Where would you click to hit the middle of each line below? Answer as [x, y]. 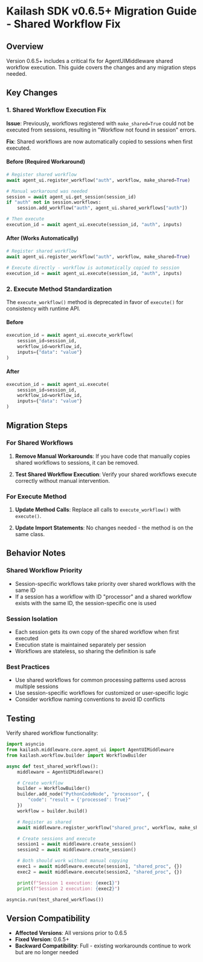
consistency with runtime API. [43, 308]
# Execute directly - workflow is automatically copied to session [93, 268]
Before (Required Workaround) [46, 162]
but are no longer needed [47, 952]
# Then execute [25, 219]
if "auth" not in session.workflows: [54, 202]
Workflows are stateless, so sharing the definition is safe [85, 651]
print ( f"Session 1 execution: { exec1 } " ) [69, 883]
